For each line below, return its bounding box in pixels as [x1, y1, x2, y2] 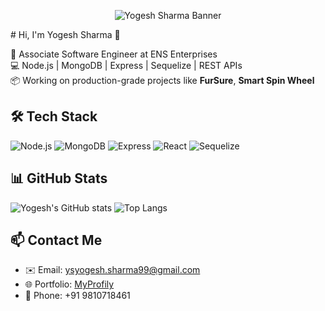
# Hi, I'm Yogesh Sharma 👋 [10, 29, 121, 40]
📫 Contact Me [10, 232, 103, 249]
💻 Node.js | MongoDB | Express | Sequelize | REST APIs [10, 60, 243, 71]
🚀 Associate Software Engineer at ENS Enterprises [10, 48, 218, 60]
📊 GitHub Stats [10, 170, 108, 187]
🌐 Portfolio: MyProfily [24, 278, 115, 290]
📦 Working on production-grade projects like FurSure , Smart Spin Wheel [10, 75, 315, 86]
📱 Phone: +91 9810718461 [24, 290, 131, 302]
